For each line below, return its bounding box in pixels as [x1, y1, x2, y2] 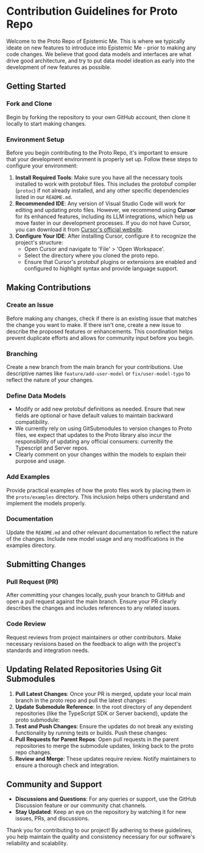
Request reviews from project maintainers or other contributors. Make [6, 634, 181, 641]
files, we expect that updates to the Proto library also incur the [15, 431, 172, 439]
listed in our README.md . [15, 193, 73, 200]
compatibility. [15, 419, 49, 426]
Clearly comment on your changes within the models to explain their [15, 451, 187, 458]
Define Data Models [6, 391, 66, 400]
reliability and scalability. [6, 840, 68, 847]
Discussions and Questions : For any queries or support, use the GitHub [15, 796, 197, 803]
